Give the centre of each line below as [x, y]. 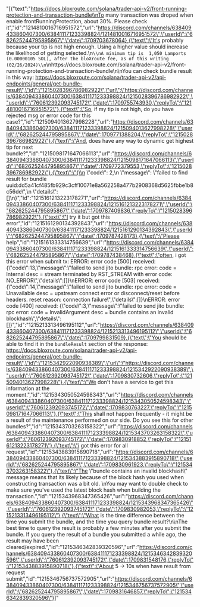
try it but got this [90, 217]
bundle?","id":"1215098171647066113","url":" [60, 154]
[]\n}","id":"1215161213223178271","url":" [55, 198]
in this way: [20, 77]
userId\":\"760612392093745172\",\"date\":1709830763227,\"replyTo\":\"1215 [99, 407]
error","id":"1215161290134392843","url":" [57, 223]
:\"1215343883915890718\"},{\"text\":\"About [60, 566]
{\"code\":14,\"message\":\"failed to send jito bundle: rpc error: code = [91, 287]
